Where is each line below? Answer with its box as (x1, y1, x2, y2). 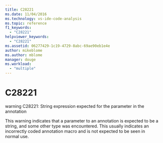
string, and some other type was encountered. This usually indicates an (5, 123, 149, 129)
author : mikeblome (5, 48, 42, 53)
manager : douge (5, 57, 36, 62)
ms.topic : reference (5, 20, 47, 26)
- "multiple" (9, 66, 36, 71)
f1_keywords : (5, 25, 32, 30)
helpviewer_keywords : (5, 35, 49, 40)
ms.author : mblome (5, 52, 42, 58)
